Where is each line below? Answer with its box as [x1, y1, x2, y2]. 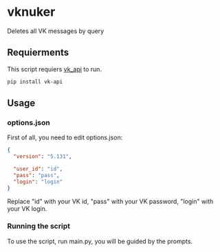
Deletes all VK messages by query [7, 27, 104, 35]
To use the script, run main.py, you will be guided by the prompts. [7, 237, 193, 245]
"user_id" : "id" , [13, 165, 63, 172]
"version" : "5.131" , [13, 153, 72, 160]
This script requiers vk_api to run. [7, 65, 102, 73]
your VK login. [7, 204, 47, 213]
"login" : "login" [13, 178, 63, 185]
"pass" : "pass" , [13, 172, 60, 179]
